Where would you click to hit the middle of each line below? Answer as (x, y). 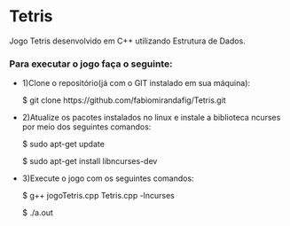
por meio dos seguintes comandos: (86, 127)
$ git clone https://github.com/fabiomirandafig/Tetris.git (124, 100)
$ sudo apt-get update (63, 144)
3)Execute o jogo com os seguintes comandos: (108, 178)
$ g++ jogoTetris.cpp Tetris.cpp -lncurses (98, 196)
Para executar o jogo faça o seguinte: (91, 64)
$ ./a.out (37, 213)
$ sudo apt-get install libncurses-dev (90, 161)
